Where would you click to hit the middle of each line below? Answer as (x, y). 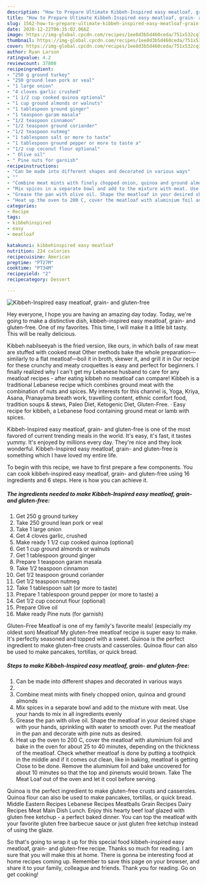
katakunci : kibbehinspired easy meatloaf (61, 245)
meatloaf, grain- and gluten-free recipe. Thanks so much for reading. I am (100, 848)
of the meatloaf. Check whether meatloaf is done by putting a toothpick (106, 753)
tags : (14, 217)
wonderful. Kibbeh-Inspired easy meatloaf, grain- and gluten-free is (92, 449)
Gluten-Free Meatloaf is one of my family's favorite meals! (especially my (99, 625)
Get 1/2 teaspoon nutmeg (48, 581)
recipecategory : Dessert (39, 280)
